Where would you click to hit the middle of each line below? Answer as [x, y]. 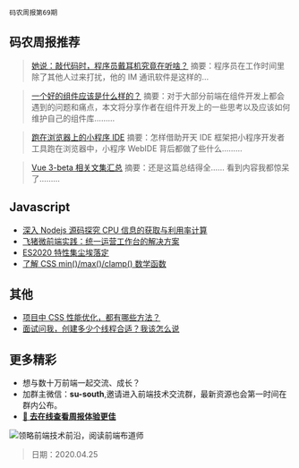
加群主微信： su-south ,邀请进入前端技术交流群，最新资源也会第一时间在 [154, 394]
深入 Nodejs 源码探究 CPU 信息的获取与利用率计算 [115, 230]
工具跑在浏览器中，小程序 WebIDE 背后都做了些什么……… [137, 148]
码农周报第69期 [34, 13]
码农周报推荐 [45, 43]
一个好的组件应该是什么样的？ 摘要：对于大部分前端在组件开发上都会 [158, 96]
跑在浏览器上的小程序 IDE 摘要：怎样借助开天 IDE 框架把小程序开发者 [158, 137]
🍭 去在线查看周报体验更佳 [69, 417]
